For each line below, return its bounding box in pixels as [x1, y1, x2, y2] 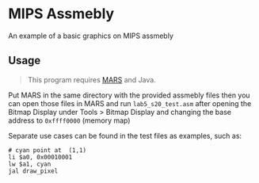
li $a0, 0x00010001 [8, 153, 73, 161]
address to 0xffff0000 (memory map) [8, 116, 131, 125]
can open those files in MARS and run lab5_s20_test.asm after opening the [8, 98, 252, 108]
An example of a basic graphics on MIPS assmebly [8, 31, 174, 40]
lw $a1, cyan [8, 160, 51, 168]
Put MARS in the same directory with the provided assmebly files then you [8, 90, 251, 100]
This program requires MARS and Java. [27, 74, 156, 84]
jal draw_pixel [8, 167, 59, 175]
